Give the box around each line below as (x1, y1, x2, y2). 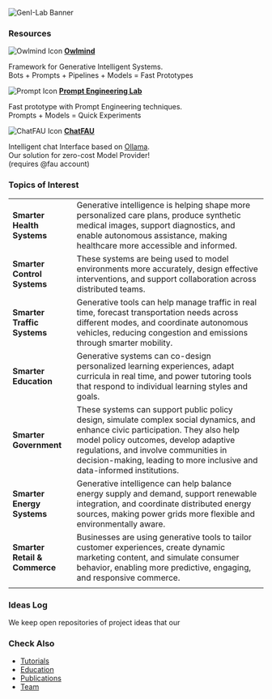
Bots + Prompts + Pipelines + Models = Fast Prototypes (8, 70, 193, 80)
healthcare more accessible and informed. (76, 240, 237, 251)
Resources (8, 28, 52, 39)
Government (12, 439, 62, 450)
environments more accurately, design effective (76, 263, 259, 275)
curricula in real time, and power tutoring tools (76, 370, 253, 381)
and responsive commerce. (76, 572, 181, 583)
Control (12, 268, 42, 279)
